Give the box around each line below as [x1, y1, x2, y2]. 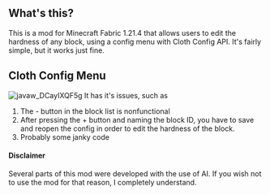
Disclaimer [8, 150, 46, 161]
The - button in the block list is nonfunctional [19, 106, 170, 116]
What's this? [8, 6, 75, 20]
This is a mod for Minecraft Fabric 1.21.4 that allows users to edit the [8, 28, 237, 37]
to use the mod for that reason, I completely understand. [8, 177, 197, 187]
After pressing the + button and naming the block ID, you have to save [19, 115, 255, 124]
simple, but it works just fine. [8, 45, 105, 55]
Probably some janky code [19, 132, 109, 141]
